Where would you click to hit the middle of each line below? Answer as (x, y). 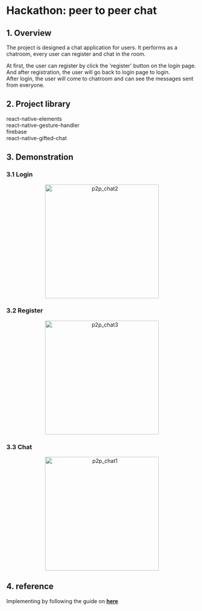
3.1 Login (20, 175)
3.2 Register (25, 311)
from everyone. (25, 85)
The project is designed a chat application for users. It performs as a (92, 47)
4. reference (30, 586)
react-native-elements (34, 118)
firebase (17, 132)
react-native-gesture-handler (43, 125)
